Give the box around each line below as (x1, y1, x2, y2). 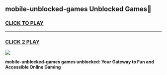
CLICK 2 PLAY (5, 38, 40, 45)
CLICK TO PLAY (5, 20, 44, 27)
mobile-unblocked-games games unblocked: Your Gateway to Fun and (5, 59, 154, 65)
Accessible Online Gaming (5, 64, 61, 70)
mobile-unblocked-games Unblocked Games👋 (5, 5, 152, 13)
